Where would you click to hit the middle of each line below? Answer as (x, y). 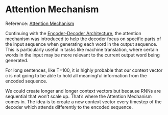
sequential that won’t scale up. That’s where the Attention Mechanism (79, 96)
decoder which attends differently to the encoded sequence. (69, 107)
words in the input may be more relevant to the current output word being (82, 55)
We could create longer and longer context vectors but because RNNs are (83, 91)
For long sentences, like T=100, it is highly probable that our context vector (84, 70)
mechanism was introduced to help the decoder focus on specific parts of (83, 39)
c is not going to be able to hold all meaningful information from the (76, 75)
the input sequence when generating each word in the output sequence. (81, 44)
